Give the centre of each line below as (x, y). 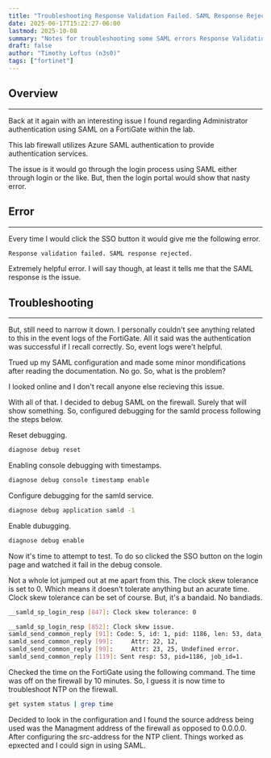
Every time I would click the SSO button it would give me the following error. (134, 238)
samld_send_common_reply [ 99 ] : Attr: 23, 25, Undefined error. (124, 649)
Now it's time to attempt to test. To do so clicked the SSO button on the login (135, 556)
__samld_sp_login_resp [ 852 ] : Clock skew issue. (92, 626)
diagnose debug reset (45, 450)
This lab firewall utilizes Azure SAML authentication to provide (111, 144)
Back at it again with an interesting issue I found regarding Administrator (128, 120)
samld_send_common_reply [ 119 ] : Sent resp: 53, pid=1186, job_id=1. (126, 657)
